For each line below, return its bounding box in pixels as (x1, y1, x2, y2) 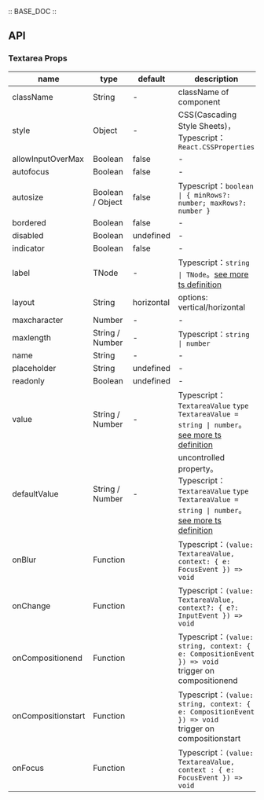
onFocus (12, 762, 45, 773)
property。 (178, 463, 218, 474)
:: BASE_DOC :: (8, 7, 57, 16)
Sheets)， (199, 120, 236, 131)
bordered (12, 217, 47, 228)
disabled (12, 229, 44, 240)
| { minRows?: (178, 190, 231, 200)
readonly (12, 375, 46, 386)
